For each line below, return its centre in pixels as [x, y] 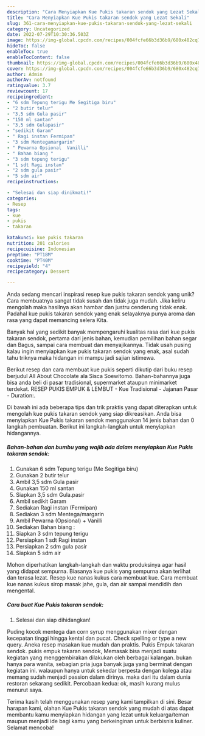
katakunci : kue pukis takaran [45, 238]
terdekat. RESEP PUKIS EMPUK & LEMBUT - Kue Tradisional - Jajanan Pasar [102, 389]
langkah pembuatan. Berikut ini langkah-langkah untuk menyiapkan [91, 427]
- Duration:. [21, 396]
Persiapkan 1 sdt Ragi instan [51, 540]
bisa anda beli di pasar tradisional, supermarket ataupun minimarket [92, 383]
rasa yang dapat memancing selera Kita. [57, 320]
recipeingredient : [30, 97]
